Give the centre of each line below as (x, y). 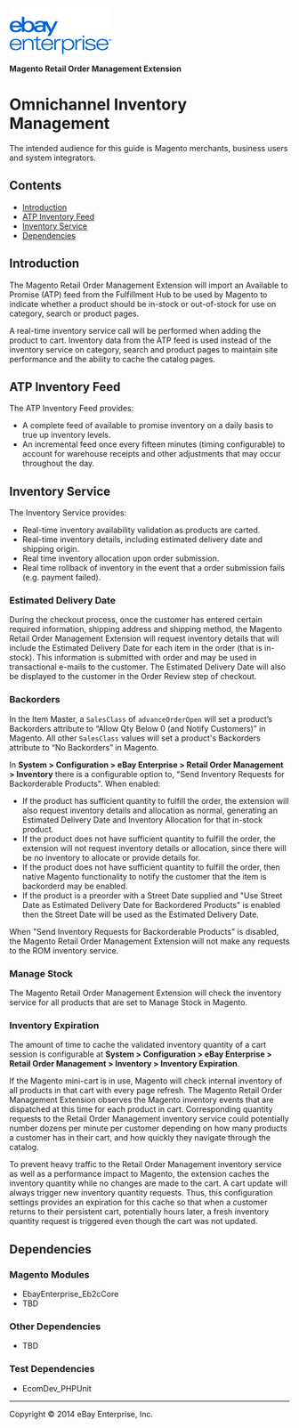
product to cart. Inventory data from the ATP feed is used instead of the (140, 340)
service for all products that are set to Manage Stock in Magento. (128, 1002)
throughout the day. (58, 463)
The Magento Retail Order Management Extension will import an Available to (149, 285)
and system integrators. (53, 158)
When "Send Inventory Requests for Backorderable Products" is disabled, (144, 931)
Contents (36, 186)
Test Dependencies (52, 1369)
